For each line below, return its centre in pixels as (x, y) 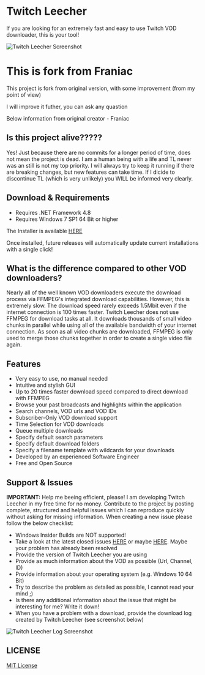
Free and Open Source (44, 463)
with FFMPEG (32, 398)
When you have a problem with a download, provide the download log (103, 613)
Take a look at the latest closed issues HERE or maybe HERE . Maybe (101, 541)
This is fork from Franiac (70, 71)
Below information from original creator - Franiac (68, 118)
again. (14, 345)
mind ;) (24, 593)
